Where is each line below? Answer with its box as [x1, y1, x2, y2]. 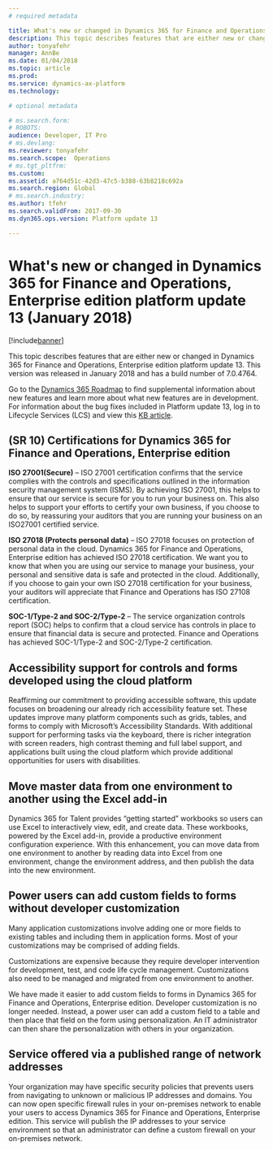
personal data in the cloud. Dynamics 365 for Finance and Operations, [8, 544, 244, 553]
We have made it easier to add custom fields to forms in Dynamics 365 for [8, 989, 257, 999]
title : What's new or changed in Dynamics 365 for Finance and [8, 26, 227, 35]
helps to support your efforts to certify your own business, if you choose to [8, 502, 260, 512]
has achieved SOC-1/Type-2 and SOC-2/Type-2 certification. [8, 637, 213, 647]
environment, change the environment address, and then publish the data [8, 857, 254, 866]
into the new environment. [8, 866, 96, 874]
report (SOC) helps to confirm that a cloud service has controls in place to [8, 620, 256, 630]
